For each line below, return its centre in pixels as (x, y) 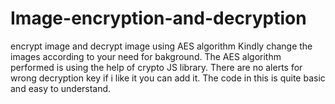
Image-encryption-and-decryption (158, 18)
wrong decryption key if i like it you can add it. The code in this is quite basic (168, 78)
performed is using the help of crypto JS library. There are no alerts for (156, 67)
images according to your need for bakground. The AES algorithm (146, 56)
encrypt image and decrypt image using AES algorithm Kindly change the (161, 46)
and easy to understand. (61, 88)
